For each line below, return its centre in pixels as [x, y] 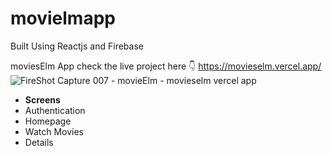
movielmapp [63, 18]
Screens [42, 99]
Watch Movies [54, 131]
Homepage [48, 121]
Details [39, 142]
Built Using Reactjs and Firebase [77, 46]
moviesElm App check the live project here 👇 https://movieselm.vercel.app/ [166, 66]
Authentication [55, 110]
